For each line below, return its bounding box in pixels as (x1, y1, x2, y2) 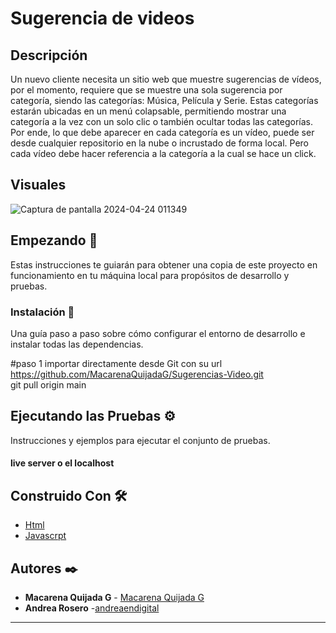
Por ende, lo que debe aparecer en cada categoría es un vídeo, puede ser (10, 127, 315, 138)
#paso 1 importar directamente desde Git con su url (10, 357, 223, 369)
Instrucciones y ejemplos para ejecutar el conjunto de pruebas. (10, 434, 271, 446)
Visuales (10, 177, 67, 194)
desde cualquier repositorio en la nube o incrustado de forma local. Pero (10, 137, 309, 149)
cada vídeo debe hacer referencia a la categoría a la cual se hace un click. (10, 148, 317, 159)
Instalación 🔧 (10, 305, 75, 319)
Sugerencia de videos (10, 7, 195, 30)
